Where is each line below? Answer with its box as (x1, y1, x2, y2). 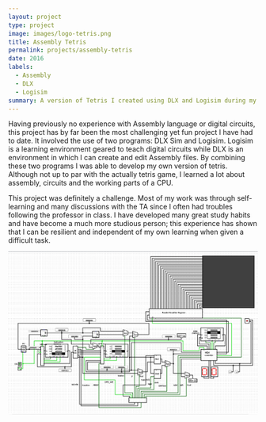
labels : (8, 63, 34, 71)
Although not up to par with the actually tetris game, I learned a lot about (8, 170, 245, 179)
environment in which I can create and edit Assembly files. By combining (8, 153, 245, 163)
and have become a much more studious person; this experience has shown (8, 219, 257, 228)
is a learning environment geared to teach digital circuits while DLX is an (8, 144, 244, 154)
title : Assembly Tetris (8, 38, 87, 46)
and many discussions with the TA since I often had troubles (36, 202, 234, 212)
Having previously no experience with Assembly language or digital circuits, (8, 119, 256, 129)
